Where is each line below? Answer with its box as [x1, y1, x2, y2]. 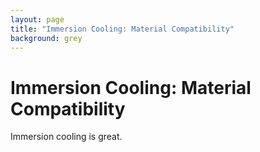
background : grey [10, 33, 83, 43]
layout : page [10, 14, 65, 25]
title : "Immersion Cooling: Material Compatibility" [10, 24, 235, 34]
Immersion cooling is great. [10, 131, 123, 143]
